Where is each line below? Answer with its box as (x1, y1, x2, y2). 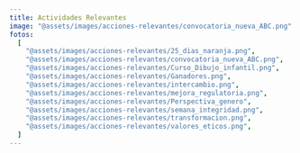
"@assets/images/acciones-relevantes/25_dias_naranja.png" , (25, 47, 256, 56)
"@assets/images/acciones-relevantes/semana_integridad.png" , (25, 105, 264, 114)
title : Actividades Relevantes (9, 13, 127, 22)
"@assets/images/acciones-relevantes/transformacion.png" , (25, 113, 252, 122)
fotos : (9, 30, 34, 39)
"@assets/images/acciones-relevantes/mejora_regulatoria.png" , (25, 88, 268, 97)
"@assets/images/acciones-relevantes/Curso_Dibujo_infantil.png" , (25, 64, 280, 73)
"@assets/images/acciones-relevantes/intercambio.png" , (25, 80, 241, 89)
